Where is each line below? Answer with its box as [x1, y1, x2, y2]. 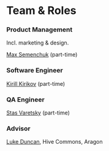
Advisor [6, 124, 31, 133]
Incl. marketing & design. [6, 39, 69, 46]
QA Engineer [6, 95, 45, 104]
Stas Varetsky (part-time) [6, 109, 70, 116]
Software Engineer [6, 66, 63, 75]
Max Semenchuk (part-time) [6, 51, 78, 58]
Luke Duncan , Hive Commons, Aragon [6, 138, 103, 146]
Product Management [6, 26, 73, 34]
